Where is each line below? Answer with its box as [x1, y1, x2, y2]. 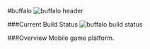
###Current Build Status [7, 20, 79, 28]
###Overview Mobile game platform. [7, 34, 115, 42]
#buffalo [7, 7, 32, 15]
